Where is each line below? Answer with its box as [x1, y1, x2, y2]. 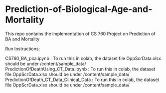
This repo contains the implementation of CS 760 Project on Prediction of [5, 30, 156, 36]
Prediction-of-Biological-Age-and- [5, 3, 153, 15]
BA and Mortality [5, 36, 40, 42]
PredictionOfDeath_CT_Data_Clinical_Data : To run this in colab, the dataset [5, 76, 160, 82]
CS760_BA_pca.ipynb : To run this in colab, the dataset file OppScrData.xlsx [5, 55, 161, 61]
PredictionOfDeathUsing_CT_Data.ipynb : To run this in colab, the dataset [5, 66, 156, 72]
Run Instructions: [5, 45, 40, 51]
